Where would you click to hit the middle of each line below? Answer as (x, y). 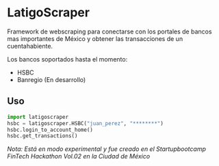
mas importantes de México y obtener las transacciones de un (95, 38)
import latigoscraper (38, 117)
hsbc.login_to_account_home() (50, 130)
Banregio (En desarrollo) (51, 79)
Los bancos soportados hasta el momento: (67, 59)
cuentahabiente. (30, 46)
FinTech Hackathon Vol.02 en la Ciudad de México (79, 156)
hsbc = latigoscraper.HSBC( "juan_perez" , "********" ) (86, 123)
